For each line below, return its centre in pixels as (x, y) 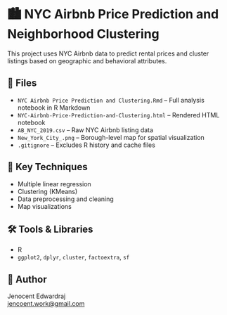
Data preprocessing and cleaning (65, 199)
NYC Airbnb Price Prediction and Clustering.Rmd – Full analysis (111, 100)
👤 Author (27, 279)
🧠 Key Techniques (47, 167)
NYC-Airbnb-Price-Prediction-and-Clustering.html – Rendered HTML (118, 115)
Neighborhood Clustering (83, 34)
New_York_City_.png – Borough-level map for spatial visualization (111, 137)
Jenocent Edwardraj (37, 296)
